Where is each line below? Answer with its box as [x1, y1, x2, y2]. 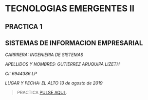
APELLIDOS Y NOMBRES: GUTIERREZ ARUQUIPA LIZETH [5, 61, 120, 67]
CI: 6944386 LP [5, 71, 37, 77]
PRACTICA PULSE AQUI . [17, 90, 68, 96]
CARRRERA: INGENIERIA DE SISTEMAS [5, 52, 84, 58]
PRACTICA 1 [5, 22, 43, 31]
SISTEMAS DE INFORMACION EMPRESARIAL [5, 39, 143, 47]
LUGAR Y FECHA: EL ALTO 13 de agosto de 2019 [5, 80, 103, 86]
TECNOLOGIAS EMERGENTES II [5, 3, 135, 14]
